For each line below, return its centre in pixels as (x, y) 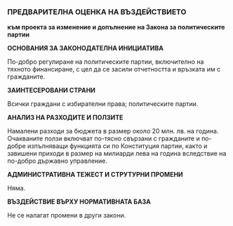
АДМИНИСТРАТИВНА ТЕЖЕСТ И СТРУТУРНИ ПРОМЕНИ (95, 175)
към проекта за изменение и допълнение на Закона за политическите (116, 27)
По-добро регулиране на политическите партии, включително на (106, 62)
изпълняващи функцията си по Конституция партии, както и (117, 146)
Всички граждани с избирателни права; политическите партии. (103, 104)
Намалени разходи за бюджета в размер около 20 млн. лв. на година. (113, 131)
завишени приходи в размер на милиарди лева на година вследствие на (117, 154)
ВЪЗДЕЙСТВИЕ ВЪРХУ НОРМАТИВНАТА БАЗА (79, 202)
